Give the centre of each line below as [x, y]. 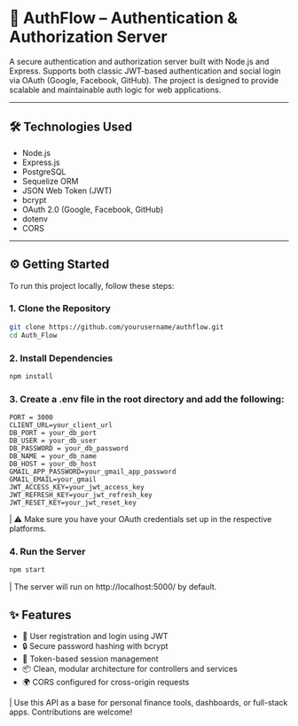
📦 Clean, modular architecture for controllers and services [129, 669]
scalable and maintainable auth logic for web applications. [115, 90]
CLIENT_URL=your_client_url [61, 425]
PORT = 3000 [31, 418]
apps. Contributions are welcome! [71, 712]
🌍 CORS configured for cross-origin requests [106, 683]
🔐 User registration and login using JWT [95, 636]
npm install [31, 376]
